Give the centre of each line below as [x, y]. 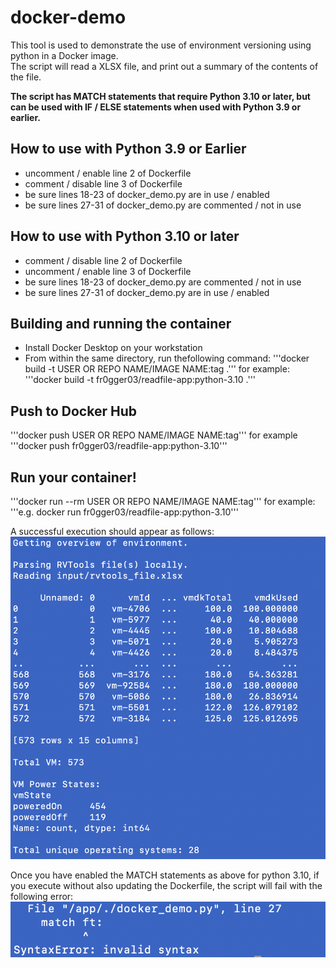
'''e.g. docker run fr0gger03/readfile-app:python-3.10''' [124, 512]
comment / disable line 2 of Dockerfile [103, 260]
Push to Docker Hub [73, 411]
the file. [26, 77]
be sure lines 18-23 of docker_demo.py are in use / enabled [147, 194]
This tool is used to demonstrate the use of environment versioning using [161, 45]
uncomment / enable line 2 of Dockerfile [108, 173]
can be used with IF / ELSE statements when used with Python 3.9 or [156, 107]
